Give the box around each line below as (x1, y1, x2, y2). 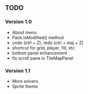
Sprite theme (12, 83, 38, 89)
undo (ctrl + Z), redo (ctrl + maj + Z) (12, 40, 84, 46)
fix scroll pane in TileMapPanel (12, 55, 73, 61)
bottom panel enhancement (12, 50, 67, 56)
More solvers (12, 78, 39, 84)
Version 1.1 (5, 67, 30, 74)
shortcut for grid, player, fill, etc (12, 45, 75, 50)
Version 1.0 (5, 18, 32, 25)
